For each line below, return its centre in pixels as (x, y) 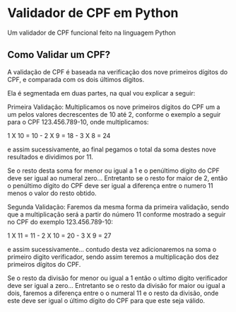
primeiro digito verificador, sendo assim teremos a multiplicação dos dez (113, 257)
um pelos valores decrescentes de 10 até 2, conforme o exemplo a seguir (114, 114)
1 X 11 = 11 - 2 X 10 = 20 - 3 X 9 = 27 (59, 236)
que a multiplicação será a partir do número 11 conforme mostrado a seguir (117, 214)
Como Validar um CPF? (59, 55)
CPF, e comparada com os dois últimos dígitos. (76, 79)
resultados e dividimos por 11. (51, 156)
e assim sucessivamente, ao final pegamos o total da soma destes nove (112, 149)
